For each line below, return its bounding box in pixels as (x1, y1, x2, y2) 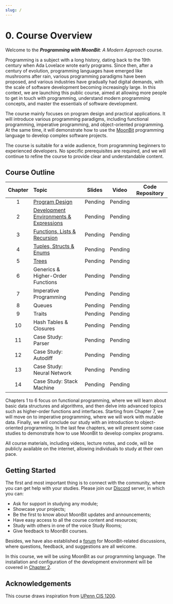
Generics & (33, 266, 60, 273)
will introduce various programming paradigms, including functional (5, 116, 149, 122)
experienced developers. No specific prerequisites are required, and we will (5, 148, 166, 154)
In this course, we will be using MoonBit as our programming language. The (5, 554, 166, 560)
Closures (33, 325, 55, 332)
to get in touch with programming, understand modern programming (5, 95, 150, 101)
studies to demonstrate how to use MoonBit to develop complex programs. (5, 430, 164, 436)
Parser (33, 340, 49, 347)
